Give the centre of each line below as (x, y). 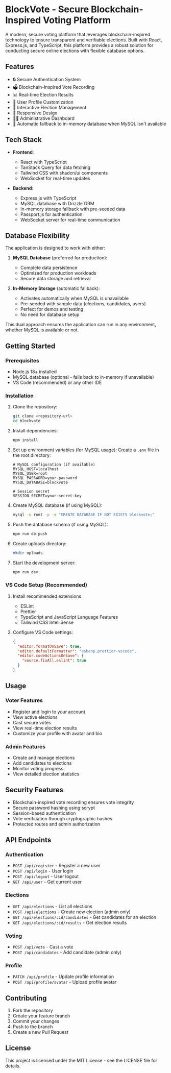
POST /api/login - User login (43, 871)
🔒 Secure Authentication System (47, 79)
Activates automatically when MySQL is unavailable (75, 298)
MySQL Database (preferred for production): (60, 258)
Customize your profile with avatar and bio (57, 733)
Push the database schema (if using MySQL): (60, 524)
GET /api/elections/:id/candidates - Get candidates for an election (84, 917)
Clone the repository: (35, 407)
